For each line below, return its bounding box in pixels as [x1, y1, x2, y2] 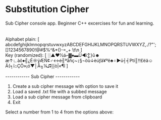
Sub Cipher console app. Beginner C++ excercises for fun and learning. [5, 20, 154, 26]
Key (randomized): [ [5, 52, 47, 58]
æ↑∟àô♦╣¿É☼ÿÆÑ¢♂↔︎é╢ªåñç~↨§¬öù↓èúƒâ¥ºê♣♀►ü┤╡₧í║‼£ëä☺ [5, 57, 153, 63]
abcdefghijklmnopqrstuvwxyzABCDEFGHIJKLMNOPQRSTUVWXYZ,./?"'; [5, 41, 156, 47]
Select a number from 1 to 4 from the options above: [5, 109, 114, 115]
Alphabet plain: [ [5, 36, 39, 42]
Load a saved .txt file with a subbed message [12, 88, 107, 94]
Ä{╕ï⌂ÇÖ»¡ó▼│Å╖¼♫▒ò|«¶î [5, 63, 66, 69]
